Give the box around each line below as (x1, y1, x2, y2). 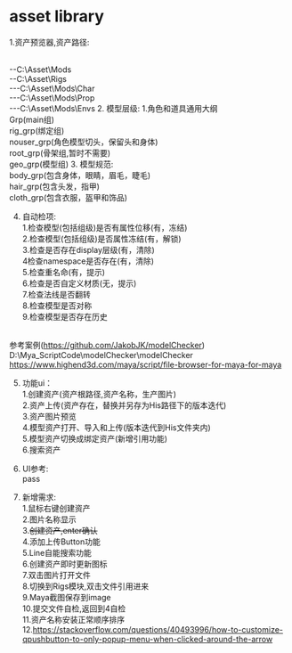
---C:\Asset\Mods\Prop (9, 92, 95, 103)
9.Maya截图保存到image (21, 592, 111, 602)
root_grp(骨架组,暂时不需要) (9, 147, 111, 158)
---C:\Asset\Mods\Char (9, 83, 95, 94)
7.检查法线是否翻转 (21, 289, 92, 299)
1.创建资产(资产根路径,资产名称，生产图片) (21, 388, 176, 399)
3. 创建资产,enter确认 (21, 525, 98, 535)
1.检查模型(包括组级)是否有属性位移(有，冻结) (21, 222, 188, 233)
